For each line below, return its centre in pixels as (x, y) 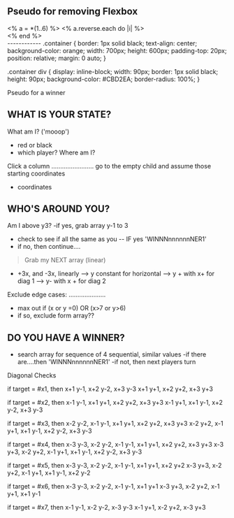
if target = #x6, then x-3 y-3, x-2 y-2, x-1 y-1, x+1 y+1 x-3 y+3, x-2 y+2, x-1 (114, 487)
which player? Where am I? (56, 152)
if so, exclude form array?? (56, 316)
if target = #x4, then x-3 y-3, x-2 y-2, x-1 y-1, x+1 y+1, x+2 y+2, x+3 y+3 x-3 (116, 445)
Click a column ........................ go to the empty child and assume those (109, 166)
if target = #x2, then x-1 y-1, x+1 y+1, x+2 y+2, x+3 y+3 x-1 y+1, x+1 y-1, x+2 (115, 403)
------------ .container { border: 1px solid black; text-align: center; (102, 43)
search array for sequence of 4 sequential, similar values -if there (112, 354)
